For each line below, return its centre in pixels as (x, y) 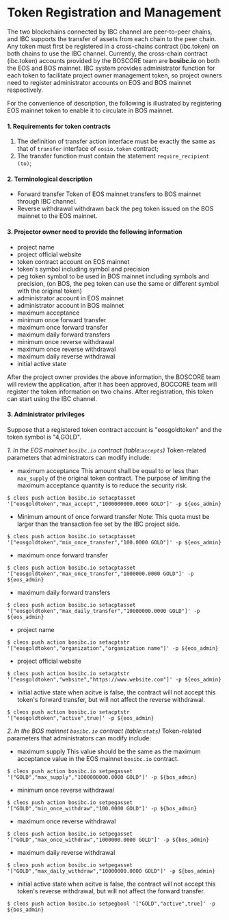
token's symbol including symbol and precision (83, 269)
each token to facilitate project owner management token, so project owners (114, 75)
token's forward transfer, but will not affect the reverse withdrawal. (111, 699)
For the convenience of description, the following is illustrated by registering (114, 103)
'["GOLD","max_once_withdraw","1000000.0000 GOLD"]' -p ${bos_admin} (108, 840)
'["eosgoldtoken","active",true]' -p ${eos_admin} (81, 718)
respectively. (25, 90)
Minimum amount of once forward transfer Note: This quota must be (113, 516)
